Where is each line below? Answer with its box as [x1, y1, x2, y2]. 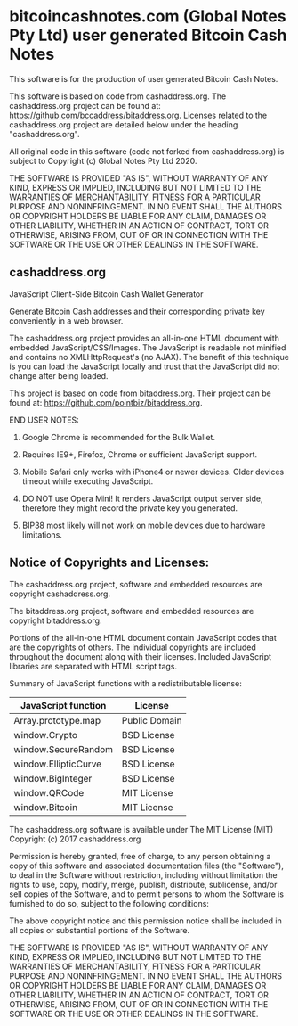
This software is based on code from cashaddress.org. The [9, 91, 227, 102]
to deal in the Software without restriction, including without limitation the [9, 869, 278, 880]
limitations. [21, 529, 62, 540]
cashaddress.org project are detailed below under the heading [9, 119, 238, 130]
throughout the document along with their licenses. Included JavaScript [9, 651, 272, 661]
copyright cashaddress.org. [9, 588, 111, 599]
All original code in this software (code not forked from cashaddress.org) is [9, 145, 285, 157]
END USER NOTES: [9, 415, 80, 425]
